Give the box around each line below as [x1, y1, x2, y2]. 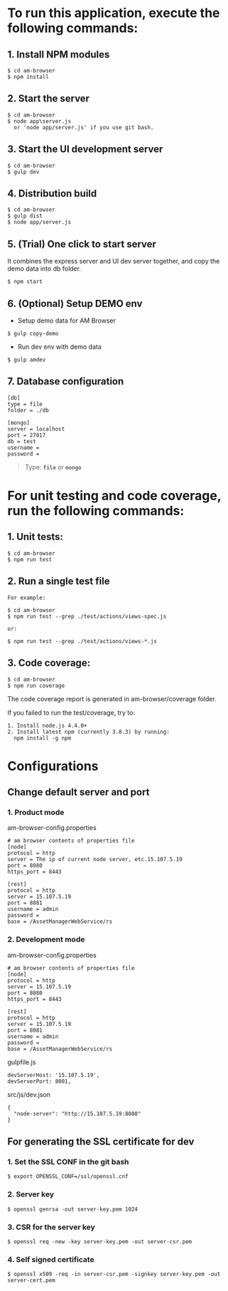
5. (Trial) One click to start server [7, 238, 156, 250]
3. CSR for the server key [7, 1222, 96, 1232]
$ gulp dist [7, 212, 43, 220]
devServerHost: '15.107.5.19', [7, 1071, 100, 1079]
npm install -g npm [13, 734, 72, 742]
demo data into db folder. [7, 264, 82, 273]
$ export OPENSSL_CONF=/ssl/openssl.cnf [7, 1173, 129, 1180]
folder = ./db [7, 406, 50, 414]
